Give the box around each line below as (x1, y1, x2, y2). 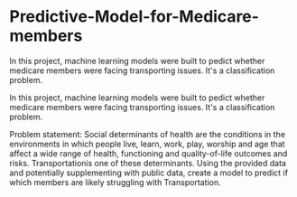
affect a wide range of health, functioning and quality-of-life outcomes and (9, 147, 288, 159)
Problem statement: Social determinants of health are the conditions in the (9, 128, 286, 139)
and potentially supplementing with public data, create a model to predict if (9, 167, 289, 178)
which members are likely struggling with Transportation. (9, 176, 221, 187)
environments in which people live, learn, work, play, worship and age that (9, 138, 286, 149)
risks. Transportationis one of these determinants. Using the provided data (9, 157, 287, 168)
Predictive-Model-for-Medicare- (9, 6, 260, 27)
